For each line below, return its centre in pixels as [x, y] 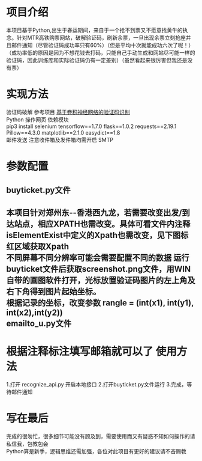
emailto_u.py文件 [39, 323]
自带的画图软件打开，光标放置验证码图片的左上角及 [101, 280]
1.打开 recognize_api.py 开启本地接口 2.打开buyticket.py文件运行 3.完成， [97, 384]
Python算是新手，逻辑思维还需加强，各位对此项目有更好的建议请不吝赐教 [97, 451]
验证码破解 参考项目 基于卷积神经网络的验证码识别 [68, 112]
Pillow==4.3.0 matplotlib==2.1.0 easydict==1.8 [63, 132]
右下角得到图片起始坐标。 [53, 291]
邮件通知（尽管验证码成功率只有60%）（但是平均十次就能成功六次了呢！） [102, 45]
